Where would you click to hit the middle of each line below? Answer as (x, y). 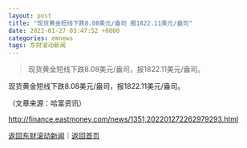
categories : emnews (41, 38)
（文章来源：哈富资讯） (47, 103)
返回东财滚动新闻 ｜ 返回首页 (54, 136)
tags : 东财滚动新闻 (37, 46)
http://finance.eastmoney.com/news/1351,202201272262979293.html (123, 119)
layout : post (30, 16)
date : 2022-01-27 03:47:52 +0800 (64, 30)
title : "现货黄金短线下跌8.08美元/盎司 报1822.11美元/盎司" (100, 23)
